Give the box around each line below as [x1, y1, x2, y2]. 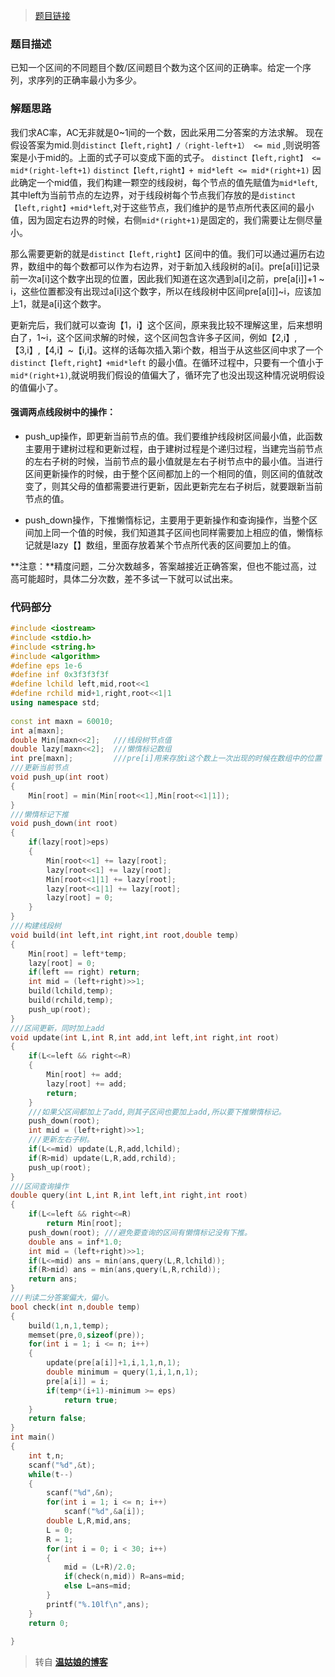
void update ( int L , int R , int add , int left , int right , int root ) [10, 1032, 280, 1043]
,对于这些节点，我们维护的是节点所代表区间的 [109, 201, 297, 213]
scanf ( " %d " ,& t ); [28, 1460, 97, 1470]
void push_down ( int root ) [10, 819, 118, 829]
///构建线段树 [10, 921, 62, 931]
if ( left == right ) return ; [28, 967, 141, 978]
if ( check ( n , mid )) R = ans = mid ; [63, 1572, 186, 1582]
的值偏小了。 [10, 381, 63, 393]
